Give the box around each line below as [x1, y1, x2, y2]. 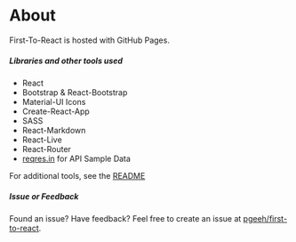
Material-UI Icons [21, 96, 86, 107]
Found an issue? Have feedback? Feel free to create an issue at [9, 213, 242, 223]
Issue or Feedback [9, 190, 79, 201]
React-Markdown [21, 125, 86, 135]
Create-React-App [21, 106, 91, 117]
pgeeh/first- [243, 213, 287, 223]
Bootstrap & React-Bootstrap [21, 86, 128, 98]
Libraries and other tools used [9, 55, 123, 66]
